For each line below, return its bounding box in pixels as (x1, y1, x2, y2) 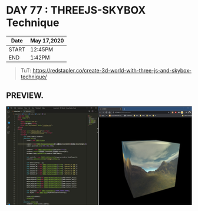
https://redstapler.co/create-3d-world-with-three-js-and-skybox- (32, 67, 192, 74)
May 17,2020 (30, 37, 64, 44)
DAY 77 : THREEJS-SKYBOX (6, 4, 146, 17)
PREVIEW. (6, 90, 44, 100)
